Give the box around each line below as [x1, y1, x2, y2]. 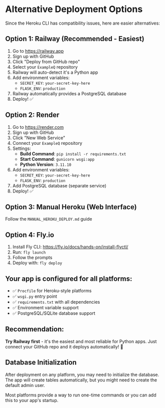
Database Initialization [5, 358, 77, 367]
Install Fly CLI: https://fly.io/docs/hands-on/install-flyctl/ [12, 244, 129, 250]
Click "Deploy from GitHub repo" [12, 59, 80, 65]
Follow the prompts [12, 255, 53, 261]
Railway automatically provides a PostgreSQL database [12, 90, 127, 96]
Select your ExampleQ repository [12, 64, 78, 70]
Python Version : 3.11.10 [20, 161, 72, 167]
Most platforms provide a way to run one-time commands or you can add [5, 392, 156, 398]
